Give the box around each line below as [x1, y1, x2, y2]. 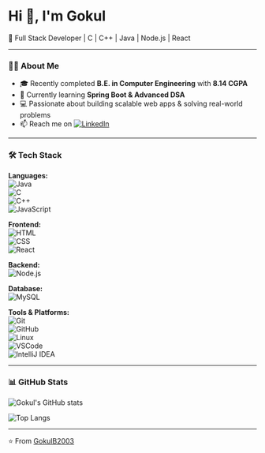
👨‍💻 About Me [8, 60, 59, 71]
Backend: [8, 260, 40, 269]
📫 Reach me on [19, 119, 73, 129]
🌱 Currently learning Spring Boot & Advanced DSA [19, 90, 185, 99]
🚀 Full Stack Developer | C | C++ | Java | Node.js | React [8, 33, 191, 43]
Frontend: [8, 219, 42, 229]
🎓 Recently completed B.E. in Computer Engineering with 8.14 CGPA [19, 79, 248, 88]
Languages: [8, 170, 49, 180]
